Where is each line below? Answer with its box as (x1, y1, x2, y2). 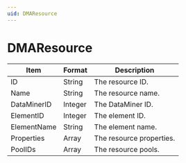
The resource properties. (94, 133, 176, 143)
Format (63, 65, 88, 75)
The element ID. (94, 110, 146, 120)
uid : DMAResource (7, 10, 58, 17)
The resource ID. (94, 77, 149, 87)
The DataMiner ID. (94, 99, 154, 109)
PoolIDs (10, 144, 36, 154)
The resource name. (94, 88, 160, 98)
